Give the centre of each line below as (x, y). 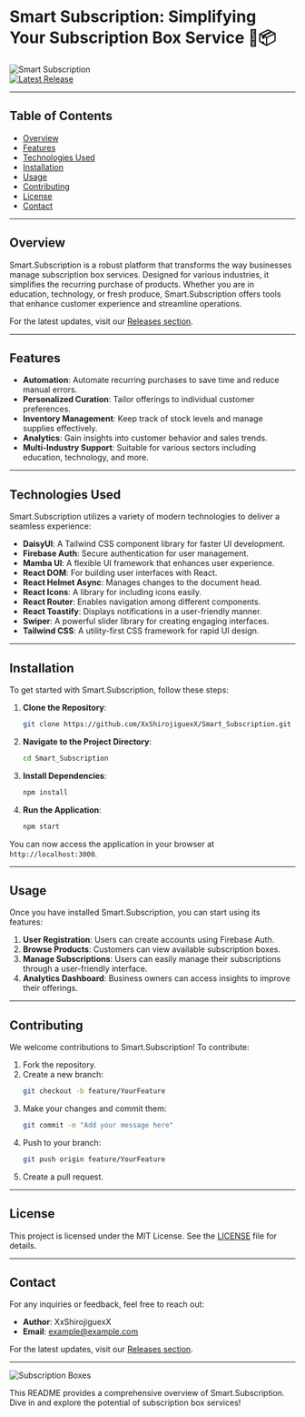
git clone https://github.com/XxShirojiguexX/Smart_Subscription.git (157, 724)
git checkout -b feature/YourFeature (94, 1091)
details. (23, 1245)
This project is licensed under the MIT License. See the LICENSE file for (143, 1236)
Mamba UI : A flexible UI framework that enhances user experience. (148, 563)
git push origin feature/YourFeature (94, 1159)
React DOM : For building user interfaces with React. (120, 573)
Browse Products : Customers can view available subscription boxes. (152, 949)
